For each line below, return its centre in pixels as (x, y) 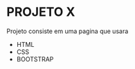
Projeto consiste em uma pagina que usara (67, 31)
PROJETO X (41, 12)
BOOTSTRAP (35, 59)
